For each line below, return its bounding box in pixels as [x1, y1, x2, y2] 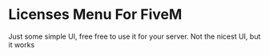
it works [8, 39, 35, 49]
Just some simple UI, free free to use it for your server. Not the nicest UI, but [8, 32, 261, 41]
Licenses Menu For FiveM [8, 6, 183, 24]
